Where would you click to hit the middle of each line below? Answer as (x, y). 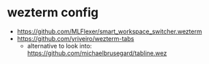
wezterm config (53, 13)
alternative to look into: (59, 46)
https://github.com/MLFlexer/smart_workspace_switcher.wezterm (110, 31)
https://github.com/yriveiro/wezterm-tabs (75, 38)
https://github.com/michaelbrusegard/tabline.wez (97, 53)
